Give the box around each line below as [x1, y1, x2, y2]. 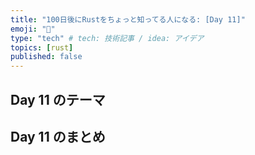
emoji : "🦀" [10, 24, 56, 34]
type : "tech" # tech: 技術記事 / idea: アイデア [10, 33, 205, 43]
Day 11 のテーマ [10, 91, 106, 108]
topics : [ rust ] [10, 42, 74, 53]
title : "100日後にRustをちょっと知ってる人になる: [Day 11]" [10, 14, 246, 25]
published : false [10, 52, 83, 62]
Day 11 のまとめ [10, 128, 106, 145]
